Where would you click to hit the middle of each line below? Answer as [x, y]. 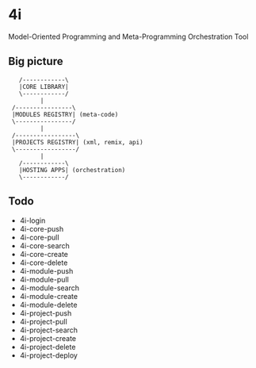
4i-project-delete [48, 347]
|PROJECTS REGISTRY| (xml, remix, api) [78, 142]
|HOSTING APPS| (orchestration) [72, 170]
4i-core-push [42, 228]
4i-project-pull [43, 321]
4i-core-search [44, 245]
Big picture [36, 61]
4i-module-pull [44, 279]
